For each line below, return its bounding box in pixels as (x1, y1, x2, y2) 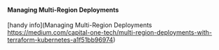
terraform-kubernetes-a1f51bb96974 (7, 35, 114, 44)
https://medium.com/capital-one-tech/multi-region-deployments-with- (7, 28, 213, 37)
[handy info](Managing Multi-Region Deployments (7, 21, 152, 29)
